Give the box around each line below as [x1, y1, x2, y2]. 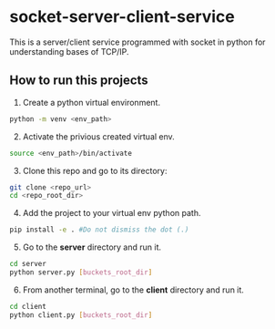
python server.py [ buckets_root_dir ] [9, 268, 153, 277]
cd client [9, 302, 47, 311]
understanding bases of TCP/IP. [9, 46, 129, 57]
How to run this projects [9, 73, 148, 88]
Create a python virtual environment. [22, 97, 161, 108]
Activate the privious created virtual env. [22, 130, 175, 142]
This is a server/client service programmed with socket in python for [9, 36, 266, 47]
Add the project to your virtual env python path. [22, 208, 201, 219]
